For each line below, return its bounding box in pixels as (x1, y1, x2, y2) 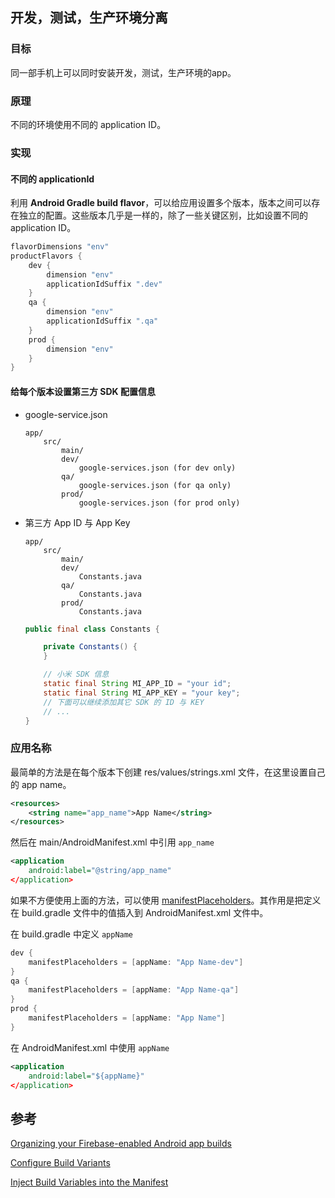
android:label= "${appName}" (28, 1071, 145, 1081)
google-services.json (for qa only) (78, 480, 232, 490)
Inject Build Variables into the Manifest (10, 1176, 169, 1188)
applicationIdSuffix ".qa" (46, 316, 159, 327)
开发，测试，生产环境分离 (10, 9, 168, 27)
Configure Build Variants (10, 1157, 111, 1169)
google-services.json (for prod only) (78, 498, 241, 508)
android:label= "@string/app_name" (28, 866, 172, 876)
